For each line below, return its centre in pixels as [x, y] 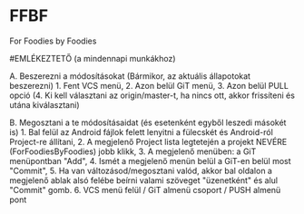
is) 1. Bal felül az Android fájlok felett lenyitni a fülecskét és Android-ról [142, 131]
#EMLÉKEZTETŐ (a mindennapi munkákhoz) [93, 58]
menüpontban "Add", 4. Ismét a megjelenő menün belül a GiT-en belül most [151, 160]
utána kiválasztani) [44, 104]
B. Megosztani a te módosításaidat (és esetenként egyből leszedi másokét [148, 122]
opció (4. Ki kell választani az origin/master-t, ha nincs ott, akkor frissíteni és [152, 95]
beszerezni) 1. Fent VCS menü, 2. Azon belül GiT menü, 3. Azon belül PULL [149, 85]
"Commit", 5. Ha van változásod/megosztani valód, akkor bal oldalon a [141, 170]
